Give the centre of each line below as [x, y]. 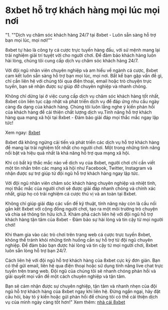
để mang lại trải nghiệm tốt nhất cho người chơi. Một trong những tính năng [83, 147]
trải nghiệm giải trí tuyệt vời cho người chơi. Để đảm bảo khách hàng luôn [81, 55]
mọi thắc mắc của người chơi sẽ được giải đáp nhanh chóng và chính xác [80, 188]
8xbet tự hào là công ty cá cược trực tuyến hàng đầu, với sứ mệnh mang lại [83, 50]
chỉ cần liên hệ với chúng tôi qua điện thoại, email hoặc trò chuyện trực [78, 81]
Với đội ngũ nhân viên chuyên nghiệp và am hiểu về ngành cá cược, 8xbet [81, 70]
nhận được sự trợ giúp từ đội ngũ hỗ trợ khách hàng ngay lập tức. [72, 173]
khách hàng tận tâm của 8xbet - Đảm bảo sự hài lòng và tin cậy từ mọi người [84, 219]
